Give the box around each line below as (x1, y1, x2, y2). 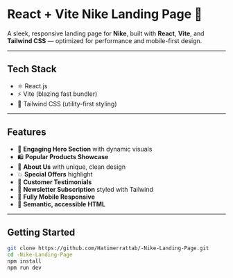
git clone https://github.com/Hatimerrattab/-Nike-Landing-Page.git (7, 245, 209, 252)
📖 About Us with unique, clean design (17, 163, 126, 171)
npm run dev (7, 264, 42, 271)
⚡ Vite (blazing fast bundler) (17, 90, 98, 98)
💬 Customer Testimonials (17, 177, 92, 186)
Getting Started (7, 226, 76, 238)
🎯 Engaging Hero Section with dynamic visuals (17, 145, 153, 153)
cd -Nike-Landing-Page (7, 252, 73, 259)
